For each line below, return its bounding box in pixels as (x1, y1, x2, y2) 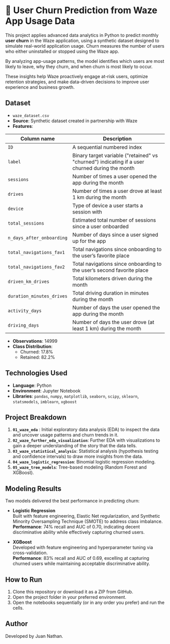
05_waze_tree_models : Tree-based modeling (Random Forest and (12, 464, 147, 471)
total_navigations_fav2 (8, 264, 65, 270)
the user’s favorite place (72, 252, 130, 259)
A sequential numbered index (72, 144, 142, 151)
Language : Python (12, 382, 52, 388)
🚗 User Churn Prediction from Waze (5, 5, 158, 16)
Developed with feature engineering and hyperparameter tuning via (12, 545, 153, 551)
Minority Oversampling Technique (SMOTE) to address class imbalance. (12, 518, 163, 524)
